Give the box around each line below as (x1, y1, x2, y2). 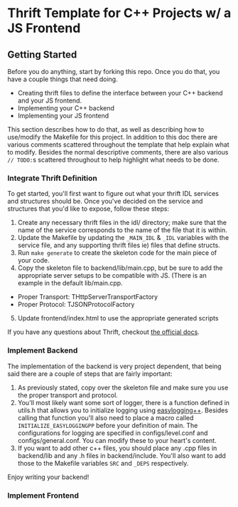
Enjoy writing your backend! (7, 472, 90, 481)
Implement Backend (7, 345, 78, 355)
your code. (17, 256, 50, 265)
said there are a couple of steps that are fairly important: (7, 369, 173, 378)
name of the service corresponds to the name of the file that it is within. (17, 226, 227, 234)
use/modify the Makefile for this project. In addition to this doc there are (7, 133, 218, 141)
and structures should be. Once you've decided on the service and (7, 197, 203, 206)
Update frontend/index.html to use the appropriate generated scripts (17, 314, 219, 323)
